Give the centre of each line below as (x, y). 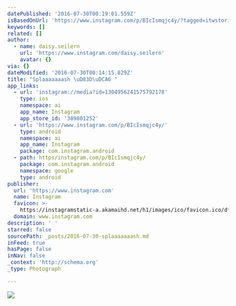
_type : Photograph (34, 269)
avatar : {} (36, 60)
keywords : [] (26, 27)
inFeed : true (26, 243)
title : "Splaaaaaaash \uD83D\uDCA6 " (63, 79)
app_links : (23, 86)
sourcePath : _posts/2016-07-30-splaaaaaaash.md (78, 236)
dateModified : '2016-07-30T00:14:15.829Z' (70, 72)
